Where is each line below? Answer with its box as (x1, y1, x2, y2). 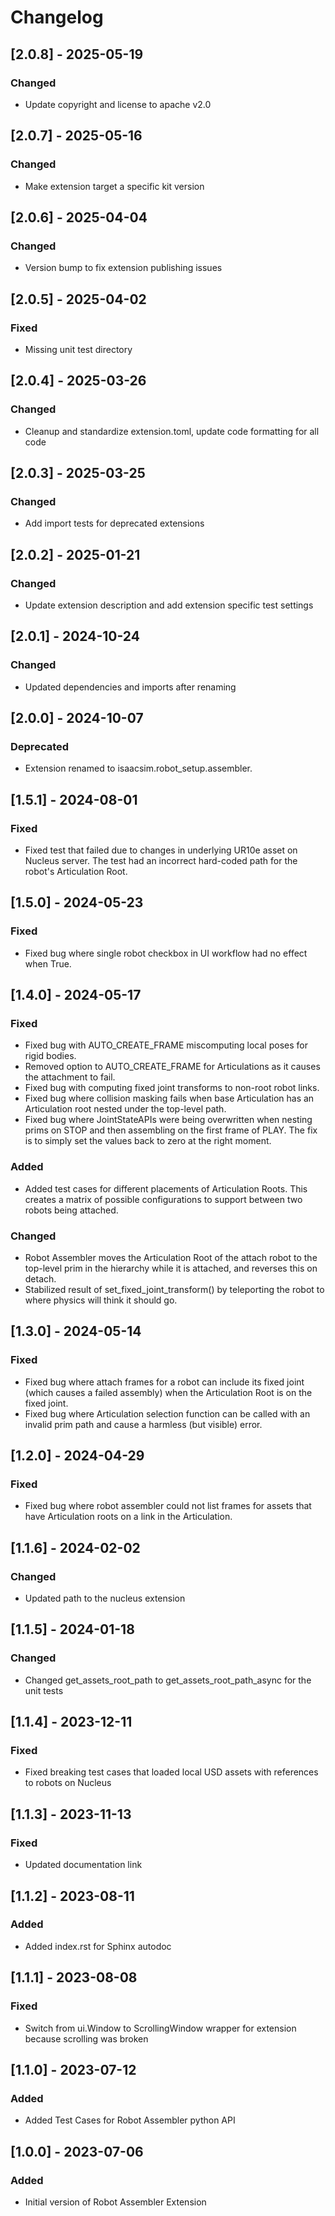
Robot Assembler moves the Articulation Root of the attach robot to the (24, 1252, 318, 1264)
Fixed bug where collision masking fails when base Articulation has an (24, 1092, 315, 1105)
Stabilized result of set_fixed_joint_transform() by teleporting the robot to (24, 1284, 325, 1296)
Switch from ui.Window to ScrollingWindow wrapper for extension (24, 2022, 297, 2034)
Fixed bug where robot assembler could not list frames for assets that (24, 1500, 312, 1512)
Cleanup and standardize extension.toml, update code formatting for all (24, 425, 320, 437)
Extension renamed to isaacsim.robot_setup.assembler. (24, 762, 253, 775)
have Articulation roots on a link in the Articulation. (24, 1511, 233, 1523)
